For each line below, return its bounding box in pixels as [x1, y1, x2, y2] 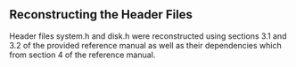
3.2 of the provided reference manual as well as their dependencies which [9, 40, 283, 50]
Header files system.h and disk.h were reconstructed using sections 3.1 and [9, 30, 287, 41]
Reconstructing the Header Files [9, 7, 193, 22]
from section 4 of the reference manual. [9, 49, 156, 60]
